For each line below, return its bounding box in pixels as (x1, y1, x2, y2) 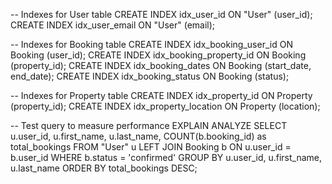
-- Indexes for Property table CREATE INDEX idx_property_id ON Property (10, 90, 313, 101)
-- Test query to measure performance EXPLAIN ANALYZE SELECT (10, 120, 288, 131)
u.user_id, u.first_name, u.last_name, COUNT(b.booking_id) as (10, 130, 267, 142)
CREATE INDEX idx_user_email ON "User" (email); (10, 19, 216, 31)
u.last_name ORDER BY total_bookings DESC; (10, 162, 198, 174)
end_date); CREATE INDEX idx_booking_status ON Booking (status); (10, 70, 290, 82)
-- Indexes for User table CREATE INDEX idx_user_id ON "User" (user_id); (10, 9, 313, 20)
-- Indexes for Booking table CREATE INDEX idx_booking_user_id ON (10, 39, 293, 50)
